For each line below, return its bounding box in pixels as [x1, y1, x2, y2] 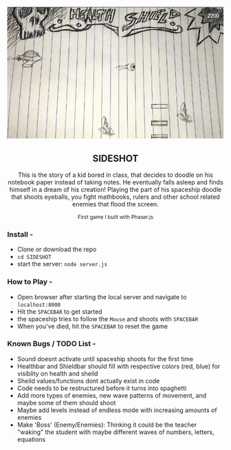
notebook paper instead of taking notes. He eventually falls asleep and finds [8, 178, 223, 186]
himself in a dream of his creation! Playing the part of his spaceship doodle [9, 185, 222, 193]
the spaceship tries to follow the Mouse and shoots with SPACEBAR [16, 314, 199, 323]
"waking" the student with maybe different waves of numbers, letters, [16, 427, 214, 436]
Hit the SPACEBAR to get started [16, 307, 102, 316]
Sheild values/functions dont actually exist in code [16, 376, 160, 385]
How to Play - [7, 277, 53, 287]
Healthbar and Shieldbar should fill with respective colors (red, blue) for [16, 362, 221, 370]
